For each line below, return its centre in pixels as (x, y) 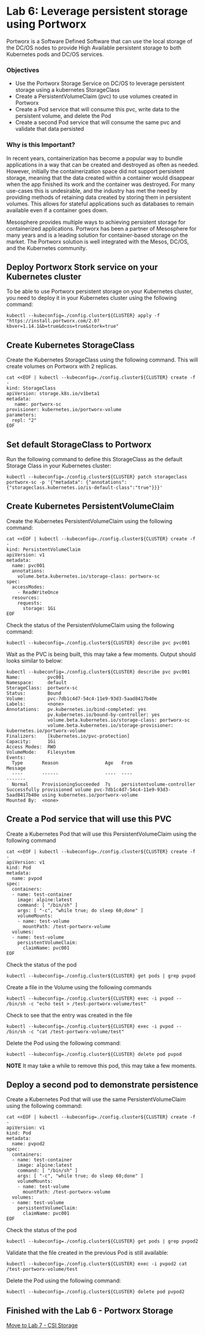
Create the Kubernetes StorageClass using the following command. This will (102, 360)
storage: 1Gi (39, 608)
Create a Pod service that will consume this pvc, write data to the (97, 110)
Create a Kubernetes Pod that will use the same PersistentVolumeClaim (96, 1099)
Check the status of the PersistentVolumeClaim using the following (90, 625)
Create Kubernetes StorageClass (70, 345)
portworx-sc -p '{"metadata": (45, 482)
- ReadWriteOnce (38, 592)
